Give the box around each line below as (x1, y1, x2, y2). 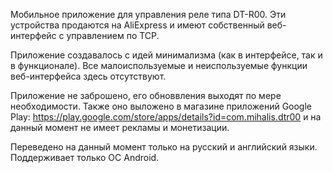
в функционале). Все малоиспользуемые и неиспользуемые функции (10, 60, 308, 71)
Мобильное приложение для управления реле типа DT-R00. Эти (10, 9, 287, 20)
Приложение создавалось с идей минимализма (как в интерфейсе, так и (10, 49, 323, 61)
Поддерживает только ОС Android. (10, 152, 160, 163)
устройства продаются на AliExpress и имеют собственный (10, 19, 265, 31)
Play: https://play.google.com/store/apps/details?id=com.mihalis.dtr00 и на (10, 111, 322, 123)
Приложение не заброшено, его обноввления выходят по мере (10, 90, 282, 101)
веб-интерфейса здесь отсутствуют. (10, 70, 167, 82)
